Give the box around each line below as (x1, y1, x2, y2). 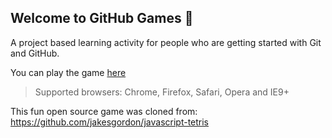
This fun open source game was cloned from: (10, 105, 198, 117)
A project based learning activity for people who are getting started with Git (10, 36, 322, 48)
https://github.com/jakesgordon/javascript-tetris (10, 116, 210, 128)
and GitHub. (10, 47, 60, 59)
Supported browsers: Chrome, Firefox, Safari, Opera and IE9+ (34, 86, 290, 98)
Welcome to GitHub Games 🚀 (10, 10, 194, 27)
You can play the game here (10, 66, 127, 78)
